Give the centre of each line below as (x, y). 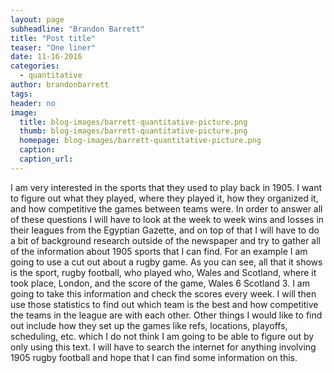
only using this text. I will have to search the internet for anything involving (163, 347)
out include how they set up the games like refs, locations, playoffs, (149, 325)
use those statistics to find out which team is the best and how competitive (164, 304)
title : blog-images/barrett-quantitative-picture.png (133, 122)
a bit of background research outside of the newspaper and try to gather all (166, 240)
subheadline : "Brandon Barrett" (77, 29)
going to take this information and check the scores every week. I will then (163, 293)
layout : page (37, 19)
